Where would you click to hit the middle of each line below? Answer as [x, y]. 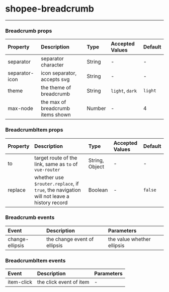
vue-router [47, 170]
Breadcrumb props [29, 31]
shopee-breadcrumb [50, 9]
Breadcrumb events [30, 217]
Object [96, 166]
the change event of [70, 239]
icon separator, [59, 73]
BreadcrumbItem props [34, 130]
